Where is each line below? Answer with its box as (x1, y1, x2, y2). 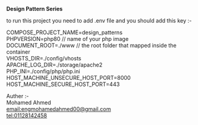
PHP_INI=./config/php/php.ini (6, 68, 80, 75)
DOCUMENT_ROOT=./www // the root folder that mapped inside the (6, 42, 177, 49)
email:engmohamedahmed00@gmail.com (6, 105, 111, 112)
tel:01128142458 (6, 112, 48, 119)
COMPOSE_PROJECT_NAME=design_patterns (6, 29, 123, 36)
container (6, 48, 30, 55)
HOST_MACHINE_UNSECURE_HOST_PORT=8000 (6, 74, 131, 81)
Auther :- (6, 93, 29, 99)
